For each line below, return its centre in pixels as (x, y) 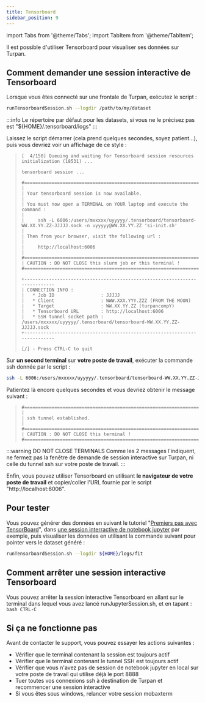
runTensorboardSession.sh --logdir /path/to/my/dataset (79, 108)
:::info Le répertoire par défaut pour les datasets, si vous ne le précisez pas (101, 120)
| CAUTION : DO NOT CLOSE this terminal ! (76, 434)
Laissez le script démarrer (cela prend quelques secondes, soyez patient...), (102, 138)
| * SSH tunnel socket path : (62, 317)
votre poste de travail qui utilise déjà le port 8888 (77, 674)
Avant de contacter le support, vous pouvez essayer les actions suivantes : (100, 643)
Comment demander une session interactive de (99, 73)
